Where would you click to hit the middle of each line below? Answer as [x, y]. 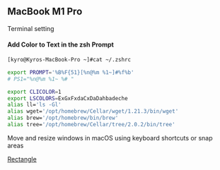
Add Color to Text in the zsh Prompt [61, 44]
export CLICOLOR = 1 [34, 92]
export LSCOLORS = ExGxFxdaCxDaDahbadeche [68, 98]
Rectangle [22, 159]
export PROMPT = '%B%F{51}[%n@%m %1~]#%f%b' [71, 72]
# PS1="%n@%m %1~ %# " [41, 79]
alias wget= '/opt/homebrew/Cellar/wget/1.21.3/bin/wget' [93, 111]
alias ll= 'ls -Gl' [34, 105]
